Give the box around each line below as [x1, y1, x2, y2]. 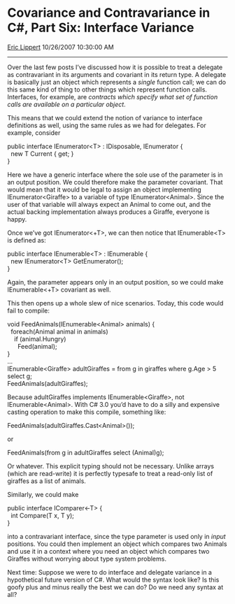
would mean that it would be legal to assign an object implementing [7, 185, 201, 194]
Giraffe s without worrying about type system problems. [7, 554, 166, 563]
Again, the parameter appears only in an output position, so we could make [7, 278, 224, 286]
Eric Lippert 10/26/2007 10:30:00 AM [7, 43, 114, 51]
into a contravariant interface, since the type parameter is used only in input [7, 532, 226, 540]
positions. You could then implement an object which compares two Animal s [7, 540, 227, 548]
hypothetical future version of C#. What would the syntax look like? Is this [7, 575, 220, 584]
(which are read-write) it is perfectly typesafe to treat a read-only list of [7, 469, 213, 477]
